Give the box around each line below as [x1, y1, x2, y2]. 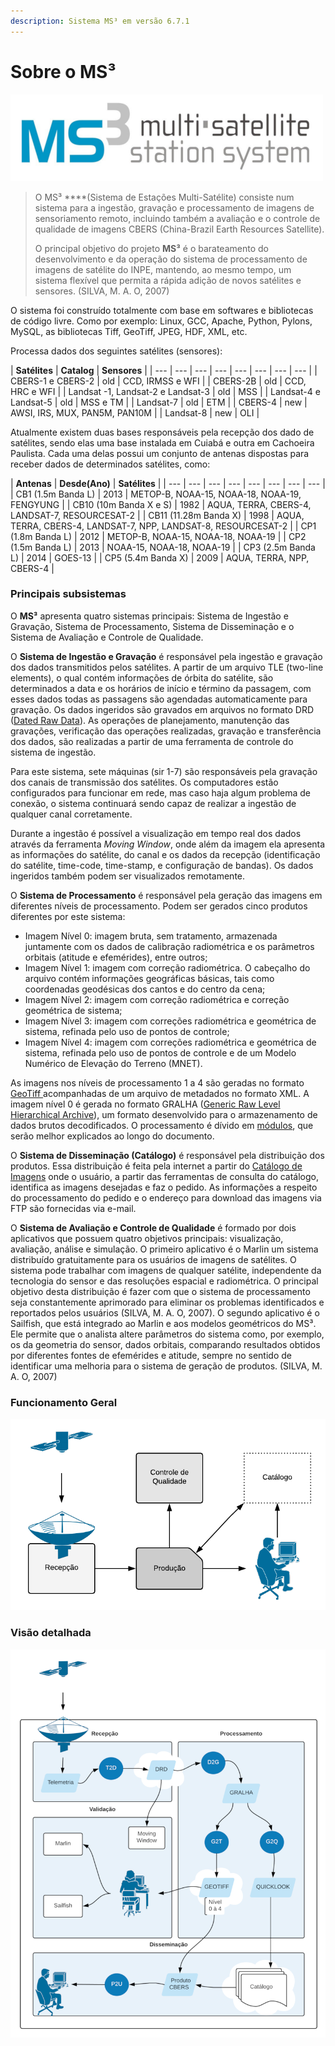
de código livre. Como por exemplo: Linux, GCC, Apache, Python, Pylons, [10, 315, 313, 327]
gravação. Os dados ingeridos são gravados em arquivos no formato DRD [10, 703, 315, 715]
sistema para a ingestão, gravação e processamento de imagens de [34, 201, 315, 214]
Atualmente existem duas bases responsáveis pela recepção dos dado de [10, 426, 315, 438]
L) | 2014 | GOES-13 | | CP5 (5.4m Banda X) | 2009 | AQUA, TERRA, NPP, [10, 551, 310, 564]
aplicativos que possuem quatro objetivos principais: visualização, [10, 1232, 284, 1244]
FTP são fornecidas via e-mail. [10, 1202, 137, 1214]
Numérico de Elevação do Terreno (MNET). [24, 1057, 203, 1069]
